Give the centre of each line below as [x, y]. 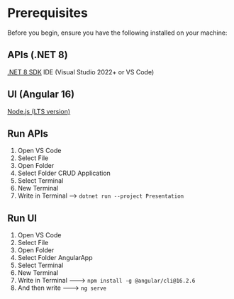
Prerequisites [48, 13]
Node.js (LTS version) [39, 111]
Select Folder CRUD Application [64, 173]
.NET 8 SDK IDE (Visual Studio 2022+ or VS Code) [81, 72]
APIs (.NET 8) [38, 55]
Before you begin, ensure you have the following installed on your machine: [117, 33]
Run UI [22, 218]
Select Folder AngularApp [55, 258]
